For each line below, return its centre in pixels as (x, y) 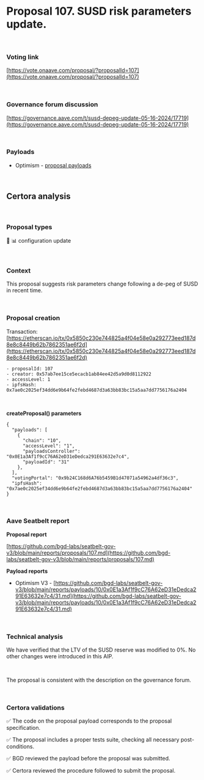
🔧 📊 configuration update (39, 240)
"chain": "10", (42, 440)
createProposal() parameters (44, 413)
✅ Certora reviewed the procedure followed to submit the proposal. (91, 771)
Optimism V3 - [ (35, 583)
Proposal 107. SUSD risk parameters (99, 11)
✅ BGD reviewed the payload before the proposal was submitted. (88, 759)
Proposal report (27, 534)
